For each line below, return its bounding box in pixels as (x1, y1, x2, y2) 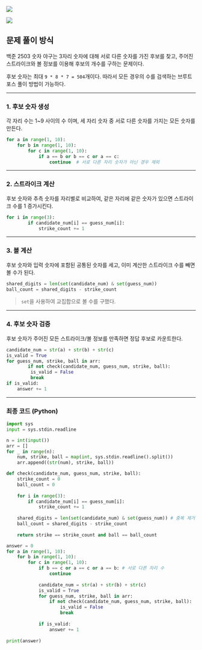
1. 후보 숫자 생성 (6, 102, 49, 111)
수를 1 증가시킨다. (12, 202, 54, 210)
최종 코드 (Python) (6, 407, 58, 415)
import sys (6, 421, 34, 427)
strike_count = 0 (17, 476, 61, 482)
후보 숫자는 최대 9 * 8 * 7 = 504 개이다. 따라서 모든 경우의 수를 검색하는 (6, 73, 177, 80)
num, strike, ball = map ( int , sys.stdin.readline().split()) (17, 454, 173, 460)
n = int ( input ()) (6, 437, 50, 443)
